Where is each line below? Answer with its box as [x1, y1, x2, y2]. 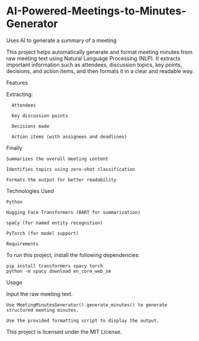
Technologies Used [6, 187, 54, 194]
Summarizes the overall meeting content [6, 156, 109, 162]
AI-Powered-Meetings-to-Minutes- [6, 4, 187, 18]
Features [6, 79, 28, 86]
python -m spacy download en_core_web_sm [6, 268, 111, 274]
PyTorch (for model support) [6, 230, 79, 236]
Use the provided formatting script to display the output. [6, 318, 160, 324]
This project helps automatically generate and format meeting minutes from [6, 48, 193, 55]
